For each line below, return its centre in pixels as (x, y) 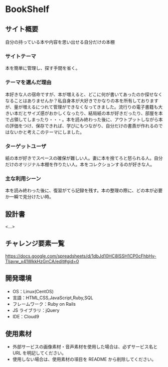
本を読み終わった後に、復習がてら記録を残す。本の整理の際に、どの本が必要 (84, 191)
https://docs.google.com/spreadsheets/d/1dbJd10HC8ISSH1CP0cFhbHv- (81, 256)
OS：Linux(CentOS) (33, 291)
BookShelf (27, 9)
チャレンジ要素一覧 (35, 244)
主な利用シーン (23, 178)
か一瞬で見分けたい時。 (29, 197)
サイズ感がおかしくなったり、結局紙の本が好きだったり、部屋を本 (95, 113)
